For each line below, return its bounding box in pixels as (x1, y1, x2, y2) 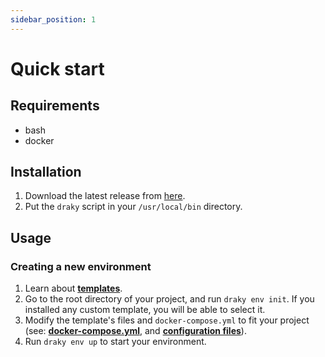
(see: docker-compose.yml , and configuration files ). (24, 325, 247, 337)
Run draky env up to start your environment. (24, 336, 207, 348)
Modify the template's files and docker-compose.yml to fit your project (24, 314, 310, 326)
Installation (10, 164, 82, 181)
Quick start (10, 57, 105, 80)
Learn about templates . (24, 282, 123, 295)
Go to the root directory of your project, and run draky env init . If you (24, 293, 315, 305)
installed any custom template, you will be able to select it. (24, 304, 266, 316)
